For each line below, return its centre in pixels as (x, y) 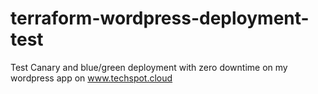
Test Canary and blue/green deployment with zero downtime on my (149, 67)
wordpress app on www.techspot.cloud (91, 78)
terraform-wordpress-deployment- (160, 18)
